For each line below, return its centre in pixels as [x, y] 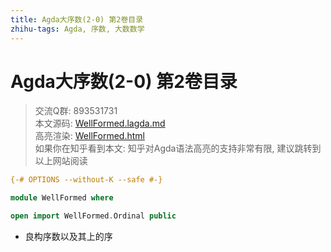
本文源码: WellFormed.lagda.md [100, 123]
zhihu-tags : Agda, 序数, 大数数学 [77, 29]
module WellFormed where [62, 198]
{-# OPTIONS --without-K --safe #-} [86, 180]
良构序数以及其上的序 [68, 237]
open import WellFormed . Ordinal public [93, 216]
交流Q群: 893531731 [76, 111]
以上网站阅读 [61, 161]
